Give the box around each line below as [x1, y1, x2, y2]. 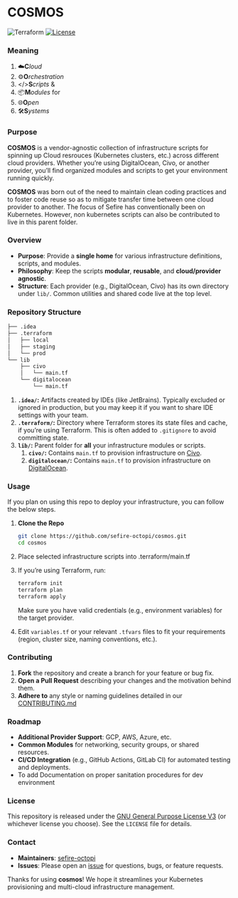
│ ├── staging [7, 343, 55, 350]
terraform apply [17, 593, 66, 600]
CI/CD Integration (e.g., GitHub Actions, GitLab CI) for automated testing [17, 756, 231, 764]
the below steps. [7, 505, 56, 514]
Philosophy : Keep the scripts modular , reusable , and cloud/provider [17, 266, 222, 275]
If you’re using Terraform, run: [17, 566, 106, 574]
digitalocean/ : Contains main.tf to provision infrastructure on [28, 456, 211, 465]
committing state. [17, 433, 69, 442]
